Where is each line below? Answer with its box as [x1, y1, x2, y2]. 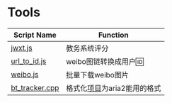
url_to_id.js [11, 56, 47, 66]
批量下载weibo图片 [66, 70, 129, 80]
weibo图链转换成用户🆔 [66, 56, 144, 66]
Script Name [13, 30, 57, 40]
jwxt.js [11, 43, 33, 53]
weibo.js [11, 69, 39, 79]
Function [98, 30, 129, 40]
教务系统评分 [66, 43, 109, 53]
